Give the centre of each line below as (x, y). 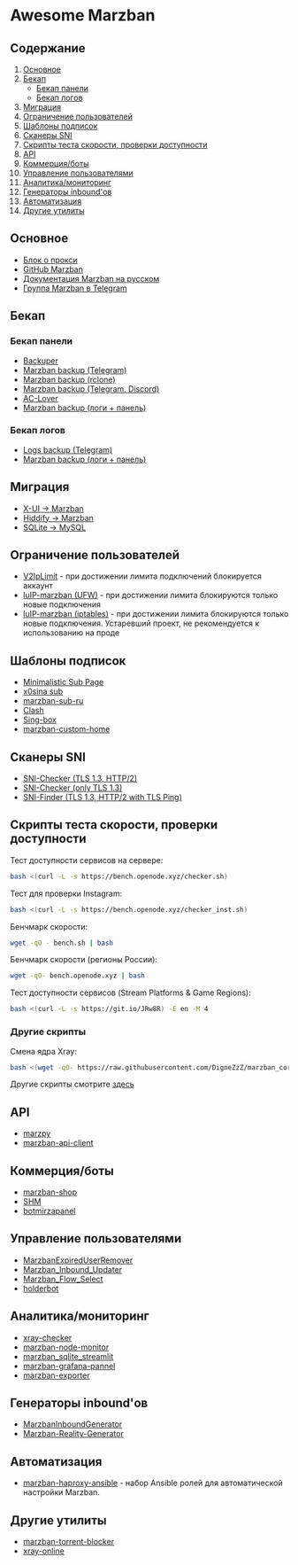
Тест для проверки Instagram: (66, 893)
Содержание (48, 48)
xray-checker (47, 1337)
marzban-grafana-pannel (69, 1366)
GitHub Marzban (53, 269)
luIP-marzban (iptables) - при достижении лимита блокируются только (156, 614)
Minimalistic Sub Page (63, 682)
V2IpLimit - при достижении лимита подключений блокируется (142, 576)
